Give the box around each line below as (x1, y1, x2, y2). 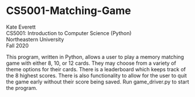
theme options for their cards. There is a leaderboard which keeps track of (6, 65, 186, 72)
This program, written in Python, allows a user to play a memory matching (6, 53, 184, 60)
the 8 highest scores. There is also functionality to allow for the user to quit (6, 72, 187, 79)
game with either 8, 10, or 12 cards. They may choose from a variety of (6, 60, 177, 67)
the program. (6, 84, 37, 91)
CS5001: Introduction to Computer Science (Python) (6, 29, 132, 36)
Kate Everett (6, 23, 36, 30)
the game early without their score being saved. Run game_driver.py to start (6, 78, 189, 85)
